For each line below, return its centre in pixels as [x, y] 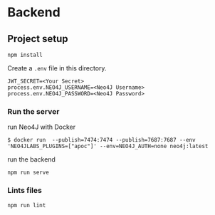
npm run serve [28, 173]
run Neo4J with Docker [42, 127]
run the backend [31, 159]
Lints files [25, 191]
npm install [25, 55]
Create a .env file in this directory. [57, 68]
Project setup [38, 39]
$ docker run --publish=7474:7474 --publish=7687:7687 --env [101, 140]
